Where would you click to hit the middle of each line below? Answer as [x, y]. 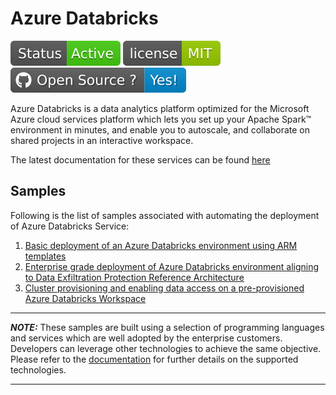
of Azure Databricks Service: [70, 226]
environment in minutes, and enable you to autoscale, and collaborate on [160, 129]
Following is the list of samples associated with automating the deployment [165, 215]
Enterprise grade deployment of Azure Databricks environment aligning [172, 266]
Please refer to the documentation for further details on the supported [154, 359]
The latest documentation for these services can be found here [140, 159]
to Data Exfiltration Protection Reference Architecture [134, 277]
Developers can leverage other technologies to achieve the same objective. [166, 348]
